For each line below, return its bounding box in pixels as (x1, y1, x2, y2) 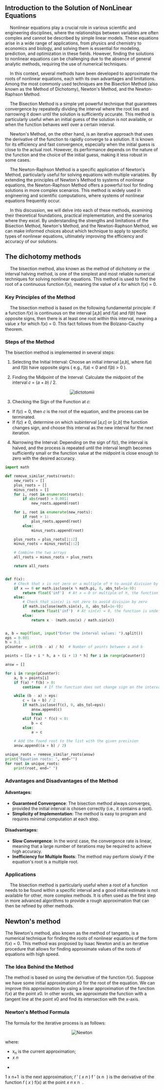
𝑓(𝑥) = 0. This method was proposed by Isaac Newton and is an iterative (5, 941, 149, 947)
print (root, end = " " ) (14, 765, 58, 770)
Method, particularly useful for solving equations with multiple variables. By (5, 171, 157, 178)
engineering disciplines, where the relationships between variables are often (5, 29, 159, 36)
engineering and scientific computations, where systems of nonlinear (5, 192, 144, 198)
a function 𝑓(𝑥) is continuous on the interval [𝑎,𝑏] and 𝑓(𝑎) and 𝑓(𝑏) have (5, 310, 146, 316)
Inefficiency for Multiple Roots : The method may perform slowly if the (12, 854, 155, 859)
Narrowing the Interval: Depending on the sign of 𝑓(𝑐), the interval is (12, 440, 148, 445)
